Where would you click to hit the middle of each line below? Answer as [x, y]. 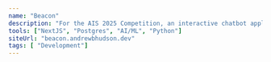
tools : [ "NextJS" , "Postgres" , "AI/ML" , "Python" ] [95, 31]
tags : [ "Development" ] [48, 46]
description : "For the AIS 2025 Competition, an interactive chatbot [128, 23]
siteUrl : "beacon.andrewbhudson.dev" [72, 38]
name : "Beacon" [34, 16]
